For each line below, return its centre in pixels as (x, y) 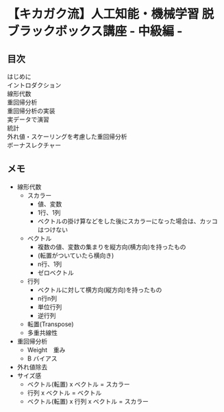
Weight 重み (46, 350)
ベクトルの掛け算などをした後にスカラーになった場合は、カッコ (127, 221)
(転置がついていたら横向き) (76, 255)
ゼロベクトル (55, 273)
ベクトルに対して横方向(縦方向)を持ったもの (100, 290)
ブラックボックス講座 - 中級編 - (95, 31)
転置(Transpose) (50, 324)
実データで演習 (28, 120)
